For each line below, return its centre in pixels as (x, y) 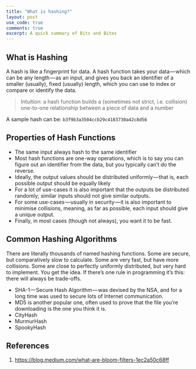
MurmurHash (31, 321)
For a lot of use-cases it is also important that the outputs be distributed (102, 190)
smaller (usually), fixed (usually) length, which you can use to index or (91, 84)
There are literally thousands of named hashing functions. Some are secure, (98, 253)
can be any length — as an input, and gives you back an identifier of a (90, 78)
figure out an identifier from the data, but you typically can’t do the (95, 164)
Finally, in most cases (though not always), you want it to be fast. (93, 221)
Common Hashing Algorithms (62, 239)
